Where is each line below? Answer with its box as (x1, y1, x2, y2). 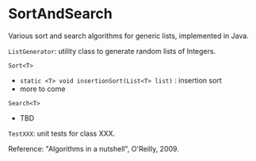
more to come (19, 84, 66, 94)
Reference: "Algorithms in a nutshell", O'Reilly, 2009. (8, 144, 180, 153)
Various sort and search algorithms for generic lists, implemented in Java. (8, 31, 250, 40)
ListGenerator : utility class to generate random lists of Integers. (8, 46, 216, 56)
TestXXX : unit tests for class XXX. (8, 128, 116, 138)
